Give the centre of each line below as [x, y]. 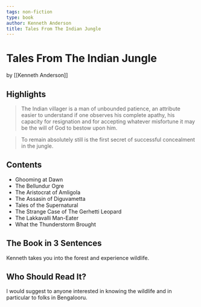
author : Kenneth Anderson [39, 23]
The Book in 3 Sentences [54, 243]
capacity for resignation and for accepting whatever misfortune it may [108, 122]
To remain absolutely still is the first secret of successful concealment [108, 140]
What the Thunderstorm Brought [56, 224]
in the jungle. [37, 146]
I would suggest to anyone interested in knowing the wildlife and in [89, 291]
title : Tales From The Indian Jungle [54, 29]
